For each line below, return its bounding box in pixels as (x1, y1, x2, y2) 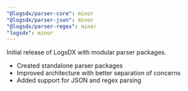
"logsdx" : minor (6, 29, 53, 37)
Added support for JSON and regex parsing (16, 77, 142, 85)
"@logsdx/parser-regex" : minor (6, 23, 97, 30)
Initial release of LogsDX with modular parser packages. (6, 48, 167, 57)
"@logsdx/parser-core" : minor (6, 10, 94, 17)
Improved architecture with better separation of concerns (16, 69, 181, 77)
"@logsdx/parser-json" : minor (6, 17, 94, 23)
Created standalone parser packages (16, 61, 123, 70)
